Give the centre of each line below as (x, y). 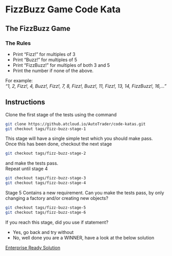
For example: (19, 80)
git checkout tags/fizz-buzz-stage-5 (46, 208)
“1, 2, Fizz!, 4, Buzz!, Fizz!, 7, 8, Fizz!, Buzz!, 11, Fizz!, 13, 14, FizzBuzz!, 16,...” (86, 86)
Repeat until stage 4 (26, 169)
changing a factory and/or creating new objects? (57, 198)
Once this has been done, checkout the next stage (59, 144)
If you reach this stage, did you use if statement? (57, 222)
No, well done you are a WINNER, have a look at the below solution (83, 237)
